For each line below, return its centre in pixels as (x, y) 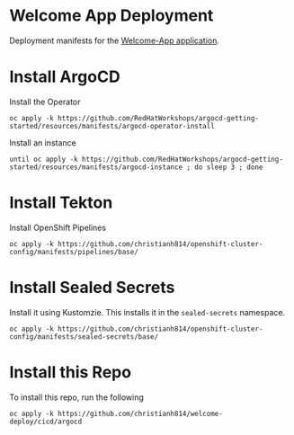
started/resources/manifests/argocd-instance (96, 167)
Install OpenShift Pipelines (58, 227)
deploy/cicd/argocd (46, 422)
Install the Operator (45, 102)
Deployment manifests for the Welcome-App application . (115, 40)
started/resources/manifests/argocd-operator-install (112, 126)
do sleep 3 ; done (229, 167)
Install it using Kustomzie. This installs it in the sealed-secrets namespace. (147, 312)
